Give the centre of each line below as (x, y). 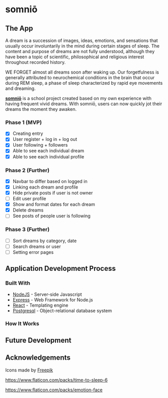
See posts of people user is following (51, 216)
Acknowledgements (38, 358)
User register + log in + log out (45, 139)
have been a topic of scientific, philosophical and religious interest (75, 57)
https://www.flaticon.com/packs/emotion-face (54, 390)
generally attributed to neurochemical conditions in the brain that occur (80, 77)
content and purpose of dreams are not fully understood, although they (80, 51)
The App (19, 28)
